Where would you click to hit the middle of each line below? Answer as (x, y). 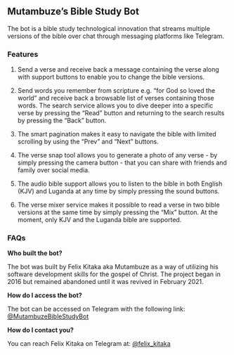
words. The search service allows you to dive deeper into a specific (115, 105)
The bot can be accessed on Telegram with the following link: (96, 309)
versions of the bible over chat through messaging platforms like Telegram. (116, 36)
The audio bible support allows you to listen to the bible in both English (120, 184)
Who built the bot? (35, 253)
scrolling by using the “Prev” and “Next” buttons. (88, 142)
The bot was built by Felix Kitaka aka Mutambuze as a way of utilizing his (113, 267)
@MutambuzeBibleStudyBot (48, 316)
